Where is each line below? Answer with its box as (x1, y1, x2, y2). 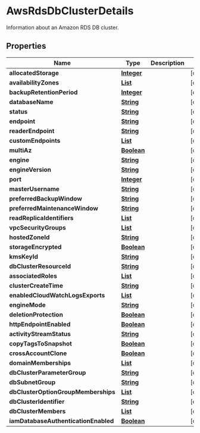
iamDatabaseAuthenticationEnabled (9, 416, 114, 425)
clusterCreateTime (9, 281, 64, 290)
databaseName (9, 98, 54, 106)
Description (151, 58, 185, 67)
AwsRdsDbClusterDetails (6, 4, 134, 18)
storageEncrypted (9, 243, 62, 251)
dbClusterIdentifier (9, 397, 65, 406)
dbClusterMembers (9, 407, 66, 415)
